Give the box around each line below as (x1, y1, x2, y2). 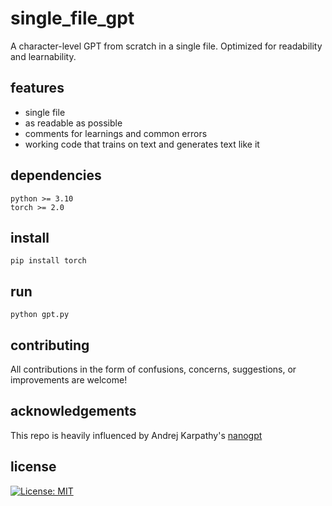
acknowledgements (10, 403, 137, 420)
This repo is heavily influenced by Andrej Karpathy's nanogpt (10, 429, 263, 441)
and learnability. (10, 50, 77, 62)
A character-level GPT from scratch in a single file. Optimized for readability (10, 40, 323, 52)
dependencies (10, 167, 102, 184)
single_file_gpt (10, 7, 135, 30)
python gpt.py (10, 310, 70, 320)
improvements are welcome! (10, 374, 128, 386)
